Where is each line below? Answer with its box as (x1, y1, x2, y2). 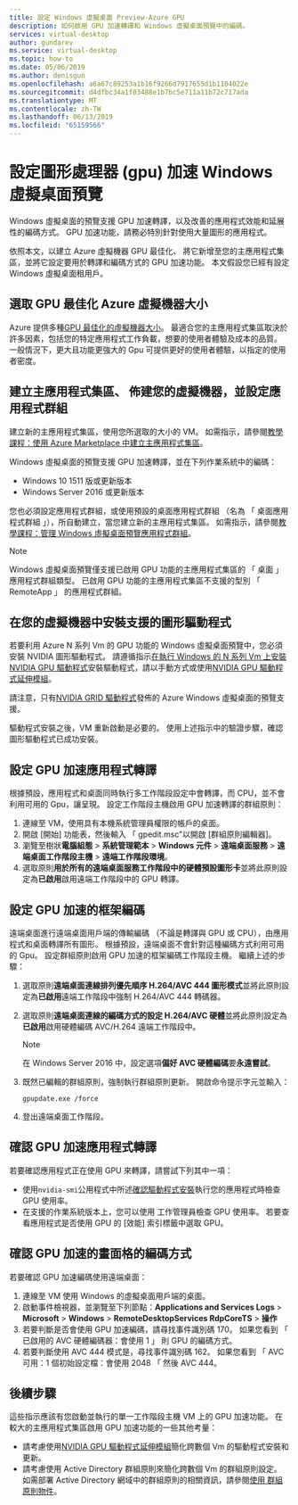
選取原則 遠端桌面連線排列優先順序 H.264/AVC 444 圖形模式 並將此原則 (21, 980, 282, 990)
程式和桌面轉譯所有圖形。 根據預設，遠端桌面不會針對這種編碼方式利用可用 (9, 939, 285, 949)
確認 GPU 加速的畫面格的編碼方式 (9, 1246, 192, 1261)
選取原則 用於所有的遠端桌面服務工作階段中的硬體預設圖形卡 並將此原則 (21, 863, 280, 873)
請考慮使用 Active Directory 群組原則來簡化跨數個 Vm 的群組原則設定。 (21, 1464, 282, 1475)
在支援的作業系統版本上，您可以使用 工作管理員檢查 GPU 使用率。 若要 (21, 1206, 282, 1217)
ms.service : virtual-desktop (9, 46, 117, 55)
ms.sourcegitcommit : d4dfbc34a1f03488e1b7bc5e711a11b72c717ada (9, 87, 249, 96)
